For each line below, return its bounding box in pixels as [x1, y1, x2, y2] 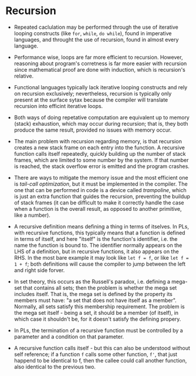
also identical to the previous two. [13, 363, 96, 370]
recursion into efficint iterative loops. [13, 102, 103, 109]
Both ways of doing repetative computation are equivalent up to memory [13, 113, 190, 121]
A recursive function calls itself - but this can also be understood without [13, 344, 190, 351]
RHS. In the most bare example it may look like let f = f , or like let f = [13, 254, 189, 261]
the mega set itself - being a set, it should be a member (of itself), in [13, 309, 179, 316]
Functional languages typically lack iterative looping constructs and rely [13, 83, 188, 90]
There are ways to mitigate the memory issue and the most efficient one [13, 174, 188, 181]
